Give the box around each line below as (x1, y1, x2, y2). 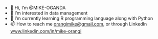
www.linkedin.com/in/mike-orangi (10, 28, 82, 34)
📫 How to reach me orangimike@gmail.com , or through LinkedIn (10, 21, 147, 27)
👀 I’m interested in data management (10, 10, 88, 16)
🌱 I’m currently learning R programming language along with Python (10, 15, 153, 21)
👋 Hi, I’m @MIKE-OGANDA (10, 5, 66, 10)
